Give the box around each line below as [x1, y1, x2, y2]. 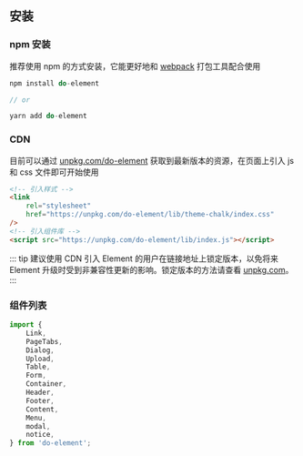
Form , [25, 371, 47, 380]
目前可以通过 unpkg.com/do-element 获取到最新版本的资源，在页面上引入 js [9, 155, 294, 166]
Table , [25, 362, 51, 371]
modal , [25, 421, 51, 431]
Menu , [25, 413, 47, 422]
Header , [25, 388, 55, 398]
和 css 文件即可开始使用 [9, 167, 99, 177]
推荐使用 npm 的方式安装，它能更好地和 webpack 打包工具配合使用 [9, 60, 261, 71]
